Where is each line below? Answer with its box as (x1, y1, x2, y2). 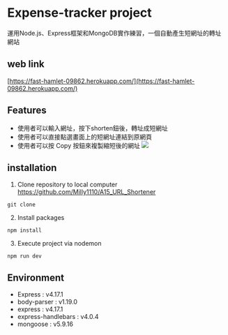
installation (7, 162, 57, 174)
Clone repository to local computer (17, 180, 118, 189)
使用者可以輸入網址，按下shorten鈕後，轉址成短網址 (17, 124, 169, 132)
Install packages (17, 214, 65, 222)
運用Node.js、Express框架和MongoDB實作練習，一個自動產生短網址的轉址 (7, 29, 222, 37)
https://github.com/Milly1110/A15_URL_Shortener (17, 188, 156, 196)
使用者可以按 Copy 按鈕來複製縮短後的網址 (17, 141, 141, 149)
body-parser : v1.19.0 (17, 298, 78, 306)
